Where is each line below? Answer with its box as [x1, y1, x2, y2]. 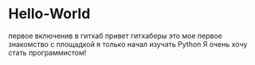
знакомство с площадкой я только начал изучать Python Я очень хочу [8, 39, 248, 48]
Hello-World [8, 5, 91, 23]
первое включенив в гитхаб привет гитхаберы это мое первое [8, 31, 223, 40]
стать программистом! [8, 48, 87, 57]
